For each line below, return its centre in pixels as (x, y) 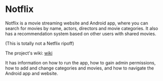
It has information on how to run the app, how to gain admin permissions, (80, 62)
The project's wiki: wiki (29, 53)
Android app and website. (32, 73)
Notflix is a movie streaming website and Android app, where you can (77, 23)
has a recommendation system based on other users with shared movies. (81, 33)
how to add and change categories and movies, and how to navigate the (79, 68)
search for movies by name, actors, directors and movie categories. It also (82, 28)
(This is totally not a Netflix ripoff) (40, 43)
